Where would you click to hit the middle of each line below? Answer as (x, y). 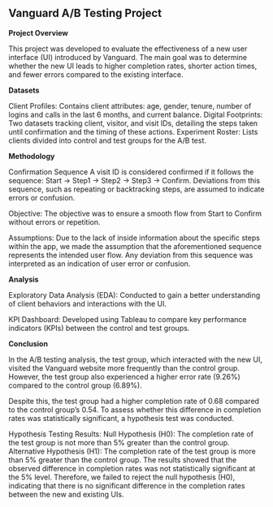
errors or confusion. (42, 197)
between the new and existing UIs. (66, 494)
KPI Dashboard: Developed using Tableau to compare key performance (128, 319)
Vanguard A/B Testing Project (85, 13)
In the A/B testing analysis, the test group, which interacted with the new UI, (135, 359)
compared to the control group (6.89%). (75, 385)
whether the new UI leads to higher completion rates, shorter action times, (133, 66)
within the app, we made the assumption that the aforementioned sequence (135, 246)
